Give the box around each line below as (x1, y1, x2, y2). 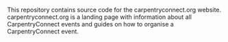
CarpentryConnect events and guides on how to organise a (7, 20, 175, 28)
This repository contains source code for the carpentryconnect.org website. (7, 6, 222, 14)
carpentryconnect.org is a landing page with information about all (7, 13, 192, 21)
